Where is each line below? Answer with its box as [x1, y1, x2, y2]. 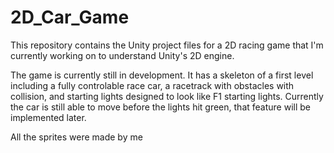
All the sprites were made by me [10, 131, 143, 143]
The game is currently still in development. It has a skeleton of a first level [10, 69, 314, 81]
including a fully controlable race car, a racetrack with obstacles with [10, 79, 295, 91]
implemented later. [10, 111, 87, 123]
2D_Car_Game [10, 6, 130, 29]
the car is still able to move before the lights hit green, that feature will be [10, 101, 311, 113]
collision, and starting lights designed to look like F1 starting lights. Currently [10, 90, 324, 102]
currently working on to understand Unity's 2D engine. [10, 49, 235, 61]
